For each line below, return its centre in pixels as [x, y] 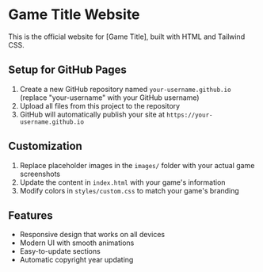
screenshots [40, 174]
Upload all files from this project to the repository [100, 105]
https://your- [189, 115]
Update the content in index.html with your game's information [122, 182]
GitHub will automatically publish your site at [92, 114]
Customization [46, 146]
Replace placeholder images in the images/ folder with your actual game [137, 165]
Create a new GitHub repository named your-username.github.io [125, 89]
